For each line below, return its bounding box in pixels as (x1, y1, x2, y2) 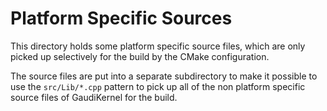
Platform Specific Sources (10, 7, 233, 30)
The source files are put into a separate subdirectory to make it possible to (10, 70, 318, 82)
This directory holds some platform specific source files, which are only (10, 40, 306, 52)
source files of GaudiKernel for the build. (10, 91, 178, 103)
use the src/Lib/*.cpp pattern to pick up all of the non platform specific (10, 80, 306, 92)
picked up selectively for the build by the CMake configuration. (10, 50, 270, 62)
